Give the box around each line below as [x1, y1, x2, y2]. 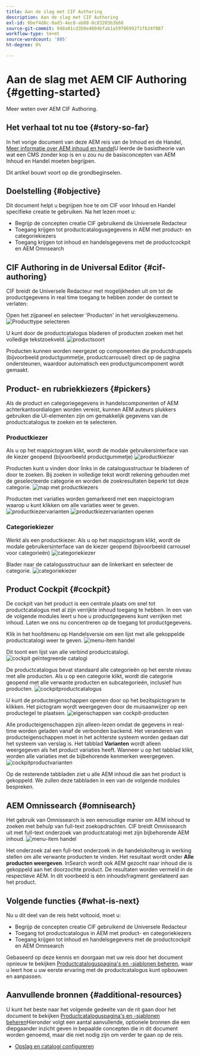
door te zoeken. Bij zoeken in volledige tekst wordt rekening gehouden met [6, 471, 190, 479]
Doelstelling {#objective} [6, 186, 101, 197]
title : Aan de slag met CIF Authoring [6, 8, 102, 15]
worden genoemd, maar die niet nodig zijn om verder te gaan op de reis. [6, 1031, 183, 1038]
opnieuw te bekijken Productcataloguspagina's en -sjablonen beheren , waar [6, 960, 193, 967]
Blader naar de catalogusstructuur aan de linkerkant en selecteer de [6, 561, 173, 568]
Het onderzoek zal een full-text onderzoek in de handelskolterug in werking [6, 847, 192, 854]
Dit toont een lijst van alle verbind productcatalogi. [6, 648, 130, 656]
